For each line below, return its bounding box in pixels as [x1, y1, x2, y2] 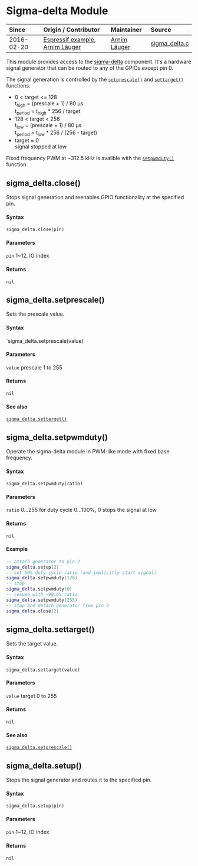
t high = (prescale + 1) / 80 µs [14, 99, 84, 108]
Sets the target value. [6, 640, 58, 647]
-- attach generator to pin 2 [6, 559, 81, 565]
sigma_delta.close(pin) [6, 226, 65, 233]
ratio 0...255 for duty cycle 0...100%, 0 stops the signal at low [6, 507, 157, 514]
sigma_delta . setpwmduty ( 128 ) [6, 575, 78, 581]
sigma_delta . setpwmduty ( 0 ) [6, 586, 72, 592]
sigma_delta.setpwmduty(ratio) [6, 481, 83, 487]
